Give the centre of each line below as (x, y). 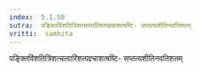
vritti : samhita (41, 33)
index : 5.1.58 (37, 17)
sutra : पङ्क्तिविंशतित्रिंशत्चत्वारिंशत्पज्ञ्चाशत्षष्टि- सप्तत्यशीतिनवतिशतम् (100, 25)
